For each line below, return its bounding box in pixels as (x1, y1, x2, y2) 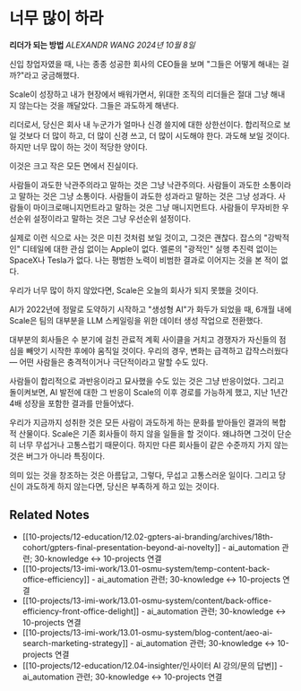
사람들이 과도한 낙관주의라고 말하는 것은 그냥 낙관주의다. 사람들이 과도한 (9, 179, 261, 190)
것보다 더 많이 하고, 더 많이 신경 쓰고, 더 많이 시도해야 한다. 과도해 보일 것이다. (18, 130, 290, 141)
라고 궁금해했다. (23, 69, 80, 81)
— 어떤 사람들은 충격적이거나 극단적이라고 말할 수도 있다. (9, 356, 209, 367)
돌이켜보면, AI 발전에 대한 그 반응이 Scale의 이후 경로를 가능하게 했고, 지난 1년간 (9, 386, 288, 397)
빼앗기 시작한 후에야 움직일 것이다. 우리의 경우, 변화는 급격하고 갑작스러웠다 (25, 345, 289, 356)
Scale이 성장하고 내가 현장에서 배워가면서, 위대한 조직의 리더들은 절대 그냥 (9, 89, 269, 99)
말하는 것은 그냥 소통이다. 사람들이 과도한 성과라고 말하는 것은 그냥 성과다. (18, 190, 277, 202)
